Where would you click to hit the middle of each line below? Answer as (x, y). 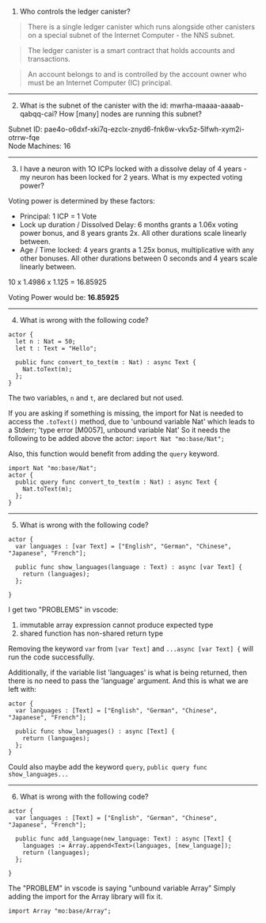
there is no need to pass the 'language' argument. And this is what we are (128, 681)
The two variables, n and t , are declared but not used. (96, 398)
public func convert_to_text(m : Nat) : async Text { (106, 363)
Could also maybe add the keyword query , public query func (108, 767)
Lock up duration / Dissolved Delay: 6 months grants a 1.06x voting (129, 224)
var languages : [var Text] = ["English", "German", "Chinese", (123, 546)
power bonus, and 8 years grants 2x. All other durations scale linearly (133, 233)
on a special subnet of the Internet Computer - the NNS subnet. (131, 35)
